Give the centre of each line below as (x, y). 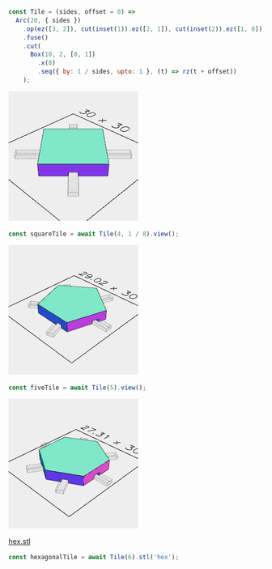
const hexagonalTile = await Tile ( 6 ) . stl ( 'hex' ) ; (94, 557)
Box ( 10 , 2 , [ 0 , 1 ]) (62, 55)
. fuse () (36, 37)
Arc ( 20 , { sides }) (49, 20)
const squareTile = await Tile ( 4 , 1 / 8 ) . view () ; (94, 234)
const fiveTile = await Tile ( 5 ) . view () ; (78, 388)
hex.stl (19, 541)
